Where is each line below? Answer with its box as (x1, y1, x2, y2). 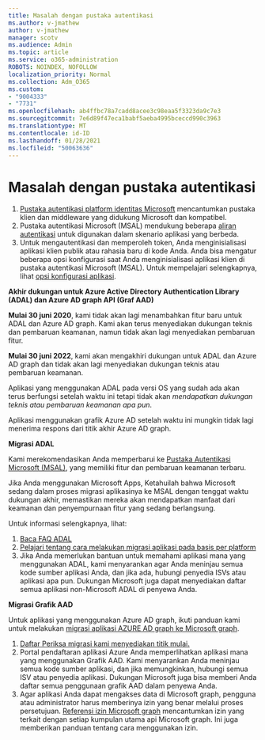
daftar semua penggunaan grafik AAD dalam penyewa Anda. (19, 681, 218, 691)
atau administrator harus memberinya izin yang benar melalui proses (19, 698, 244, 708)
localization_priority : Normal (8, 70, 112, 78)
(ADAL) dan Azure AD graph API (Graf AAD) (8, 295, 154, 305)
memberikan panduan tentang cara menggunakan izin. (19, 723, 199, 733)
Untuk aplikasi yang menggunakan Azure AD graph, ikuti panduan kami (8, 615, 240, 625)
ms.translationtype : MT (8, 122, 87, 130)
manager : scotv (8, 33, 59, 42)
